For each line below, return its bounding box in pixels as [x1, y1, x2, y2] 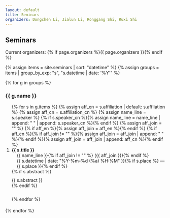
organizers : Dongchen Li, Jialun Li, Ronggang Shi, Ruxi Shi [5, 17, 138, 22]
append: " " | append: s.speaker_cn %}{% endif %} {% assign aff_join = [12, 120, 162, 126]
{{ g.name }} [5, 92, 37, 100]
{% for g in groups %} [5, 80, 52, 86]
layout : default [5, 7, 40, 13]
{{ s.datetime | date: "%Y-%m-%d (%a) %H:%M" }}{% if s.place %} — [17, 158, 165, 164]
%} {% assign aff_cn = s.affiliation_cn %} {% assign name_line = [12, 109, 146, 115]
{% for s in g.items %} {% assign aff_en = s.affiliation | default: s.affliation [12, 104, 165, 110]
